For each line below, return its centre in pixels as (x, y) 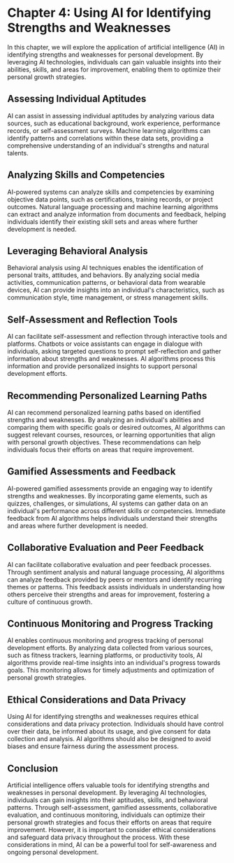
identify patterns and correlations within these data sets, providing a (105, 138)
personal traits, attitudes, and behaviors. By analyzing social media (103, 275)
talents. (18, 153)
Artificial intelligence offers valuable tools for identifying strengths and (108, 785)
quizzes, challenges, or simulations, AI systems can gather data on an (108, 503)
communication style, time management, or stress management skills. (108, 297)
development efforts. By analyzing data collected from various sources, (110, 648)
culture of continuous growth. (50, 602)
